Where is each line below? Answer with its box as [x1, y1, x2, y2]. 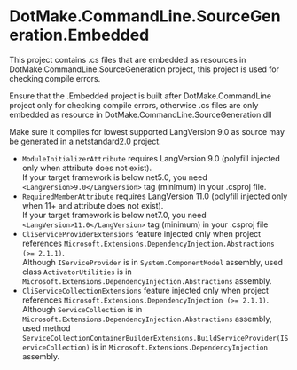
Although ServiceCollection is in [21, 303, 143, 314]
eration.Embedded [9, 25, 150, 45]
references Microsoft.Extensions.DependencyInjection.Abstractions [21, 238, 275, 248]
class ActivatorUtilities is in [21, 266, 132, 277]
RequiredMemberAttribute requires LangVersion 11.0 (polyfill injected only [21, 191, 288, 201]
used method [21, 322, 71, 334]
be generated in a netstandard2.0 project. [9, 136, 161, 146]
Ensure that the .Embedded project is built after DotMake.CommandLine [9, 91, 272, 101]
